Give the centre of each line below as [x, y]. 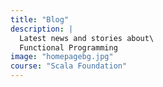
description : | [42, 29]
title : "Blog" [40, 19]
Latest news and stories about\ [87, 38]
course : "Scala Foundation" [69, 66]
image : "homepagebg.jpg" [62, 57]
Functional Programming [68, 47]
